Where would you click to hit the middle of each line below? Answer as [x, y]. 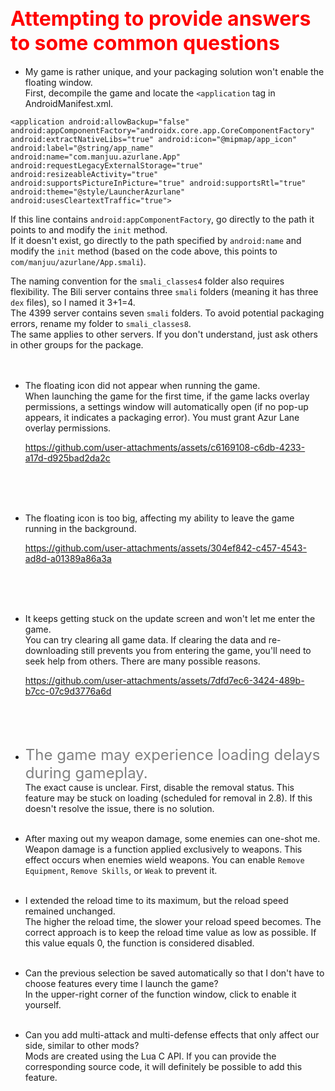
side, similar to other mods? [82, 1045]
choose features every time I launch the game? [121, 983]
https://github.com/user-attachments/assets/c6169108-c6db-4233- [165, 447]
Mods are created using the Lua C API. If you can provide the [150, 1056]
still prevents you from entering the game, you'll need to [196, 650]
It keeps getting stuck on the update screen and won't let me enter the [170, 618]
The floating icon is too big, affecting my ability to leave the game [159, 518]
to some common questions [145, 43]
